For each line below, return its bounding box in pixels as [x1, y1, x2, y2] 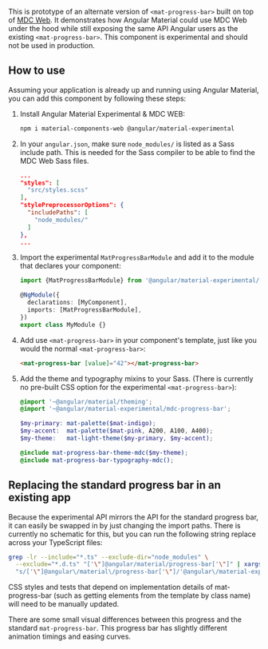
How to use [8, 64, 65, 78]
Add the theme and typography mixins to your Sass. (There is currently [19, 373, 254, 383]
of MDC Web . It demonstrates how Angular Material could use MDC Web [8, 15, 247, 25]
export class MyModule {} [19, 321, 106, 328]
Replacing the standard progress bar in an [8, 479, 221, 492]
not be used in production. [8, 41, 96, 50]
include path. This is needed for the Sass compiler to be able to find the [19, 147, 255, 157]
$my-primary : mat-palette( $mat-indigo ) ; [19, 420, 156, 428]
